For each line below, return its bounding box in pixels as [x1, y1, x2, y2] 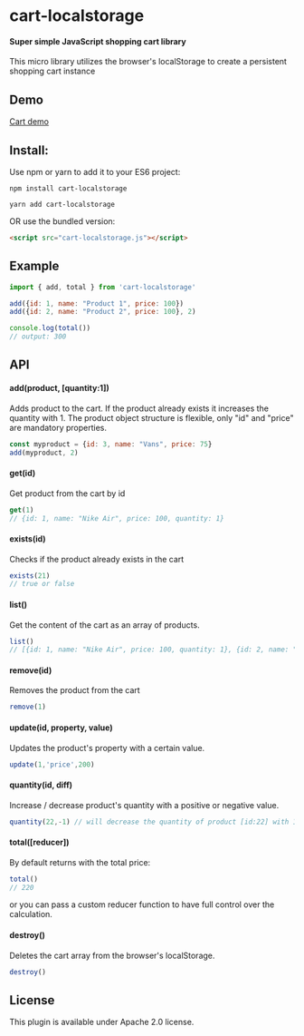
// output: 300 [9, 332, 67, 341]
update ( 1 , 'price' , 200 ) [9, 759, 95, 769]
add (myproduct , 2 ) [9, 448, 79, 457]
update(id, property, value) [9, 722, 113, 733]
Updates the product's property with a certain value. [9, 742, 205, 753]
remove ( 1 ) [9, 702, 47, 712]
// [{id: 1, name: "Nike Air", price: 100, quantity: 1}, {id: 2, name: [9, 645, 290, 654]
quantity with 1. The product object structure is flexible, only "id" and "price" [9, 412, 294, 423]
